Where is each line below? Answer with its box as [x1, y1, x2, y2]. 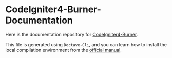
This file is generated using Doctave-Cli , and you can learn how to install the [5, 41, 167, 47]
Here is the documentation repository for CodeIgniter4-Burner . [5, 31, 138, 37]
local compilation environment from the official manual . [5, 47, 122, 53]
